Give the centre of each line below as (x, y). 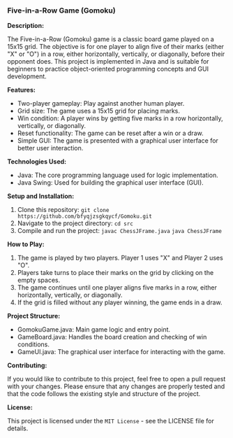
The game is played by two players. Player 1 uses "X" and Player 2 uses (120, 258)
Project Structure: (34, 316)
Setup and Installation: (41, 196)
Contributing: (27, 365)
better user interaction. (50, 148)
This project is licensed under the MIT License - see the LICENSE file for (111, 421)
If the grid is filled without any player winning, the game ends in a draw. (120, 302)
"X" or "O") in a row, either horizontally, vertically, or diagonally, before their (116, 54)
